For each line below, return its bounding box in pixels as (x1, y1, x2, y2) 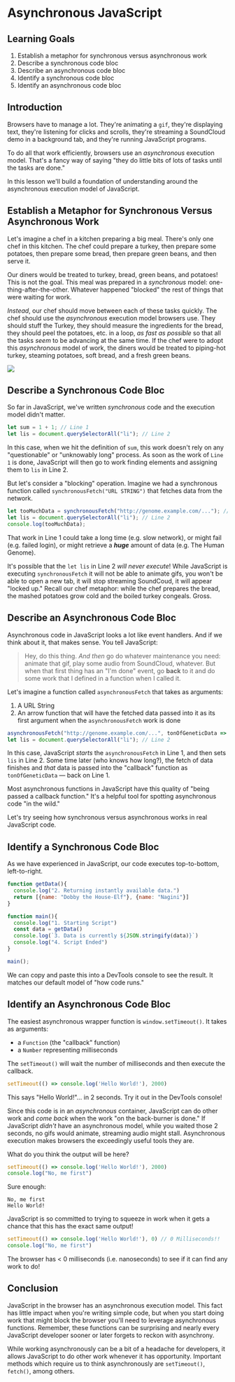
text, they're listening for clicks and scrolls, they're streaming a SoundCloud (7, 128, 226, 136)
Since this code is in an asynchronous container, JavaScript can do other (7, 1106, 218, 1115)
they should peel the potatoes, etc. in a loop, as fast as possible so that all (7, 328, 222, 337)
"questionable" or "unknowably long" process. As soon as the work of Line (7, 451, 224, 459)
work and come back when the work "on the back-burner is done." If (7, 1113, 206, 1123)
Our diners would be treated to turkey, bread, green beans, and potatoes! (7, 270, 218, 278)
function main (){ (7, 913, 58, 920)
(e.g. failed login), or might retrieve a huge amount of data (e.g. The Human (7, 541, 225, 549)
